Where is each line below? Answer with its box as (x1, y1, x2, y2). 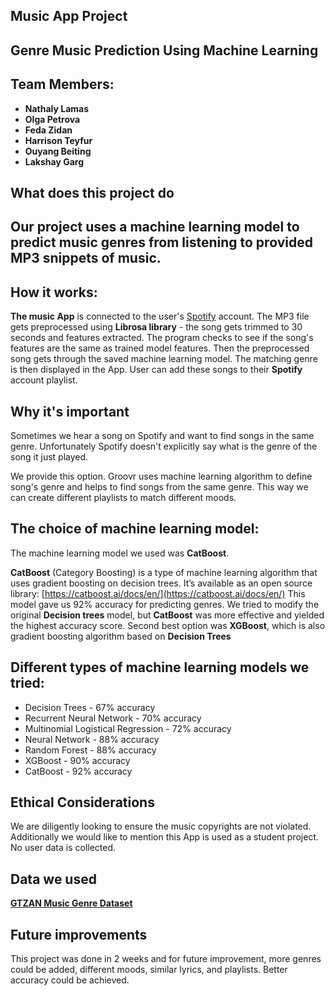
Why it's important (10, 403, 130, 420)
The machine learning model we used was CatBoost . (10, 547, 230, 559)
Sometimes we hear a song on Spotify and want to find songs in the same (10, 430, 315, 441)
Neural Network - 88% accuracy (24, 733, 160, 745)
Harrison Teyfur (24, 134, 93, 146)
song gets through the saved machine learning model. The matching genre (10, 353, 318, 365)
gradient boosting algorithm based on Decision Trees (10, 630, 232, 642)
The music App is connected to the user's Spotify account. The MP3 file (10, 310, 310, 323)
